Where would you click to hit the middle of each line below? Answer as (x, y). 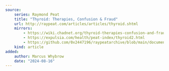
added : (12, 51)
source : (13, 10)
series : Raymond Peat (37, 14)
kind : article (29, 47)
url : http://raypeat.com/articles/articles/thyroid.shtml (76, 24)
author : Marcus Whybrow (39, 56)
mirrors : (23, 28)
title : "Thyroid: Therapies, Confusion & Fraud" (66, 19)
